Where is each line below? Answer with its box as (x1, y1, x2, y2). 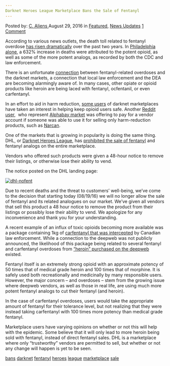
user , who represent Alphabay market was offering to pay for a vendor (5, 112, 154, 118)
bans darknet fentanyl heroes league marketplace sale (5, 355, 119, 361)
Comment (5, 28, 26, 34)
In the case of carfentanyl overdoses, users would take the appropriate (5, 298, 154, 304)
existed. (5, 251, 22, 257)
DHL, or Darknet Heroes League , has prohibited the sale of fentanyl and (5, 137, 155, 143)
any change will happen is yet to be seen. (5, 345, 92, 351)
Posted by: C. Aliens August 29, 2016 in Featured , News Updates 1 (5, 23, 144, 29)
